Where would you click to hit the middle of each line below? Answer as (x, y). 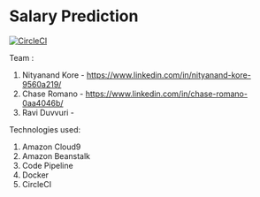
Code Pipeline (47, 165)
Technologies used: (45, 129)
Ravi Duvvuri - (48, 112)
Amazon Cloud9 (51, 147)
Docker (35, 175)
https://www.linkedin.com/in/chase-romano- (166, 94)
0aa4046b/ (42, 102)
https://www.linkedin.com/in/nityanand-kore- (169, 75)
